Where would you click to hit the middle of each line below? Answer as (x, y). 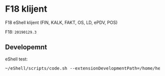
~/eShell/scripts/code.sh (36, 68)
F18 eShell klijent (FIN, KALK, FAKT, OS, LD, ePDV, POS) (61, 22)
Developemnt (26, 47)
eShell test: (16, 59)
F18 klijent (26, 9)
